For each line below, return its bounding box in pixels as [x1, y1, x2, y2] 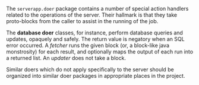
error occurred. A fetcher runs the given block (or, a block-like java [6, 42, 170, 49]
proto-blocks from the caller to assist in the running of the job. [6, 18, 159, 24]
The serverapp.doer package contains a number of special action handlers [6, 5, 189, 12]
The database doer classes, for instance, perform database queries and [6, 29, 183, 36]
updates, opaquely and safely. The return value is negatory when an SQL [6, 36, 185, 42]
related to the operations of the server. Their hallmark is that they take [6, 11, 177, 18]
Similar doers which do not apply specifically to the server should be [6, 66, 174, 73]
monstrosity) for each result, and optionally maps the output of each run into [6, 48, 194, 55]
